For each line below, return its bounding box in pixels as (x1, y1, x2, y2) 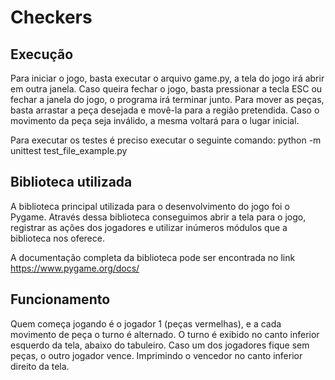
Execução (10, 46, 74, 63)
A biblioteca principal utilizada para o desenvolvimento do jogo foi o (10, 200, 290, 212)
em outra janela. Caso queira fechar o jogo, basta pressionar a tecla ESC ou (10, 83, 323, 95)
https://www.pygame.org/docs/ (10, 262, 140, 274)
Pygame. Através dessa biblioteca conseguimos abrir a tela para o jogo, (10, 211, 307, 223)
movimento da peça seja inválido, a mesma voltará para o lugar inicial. (10, 115, 300, 126)
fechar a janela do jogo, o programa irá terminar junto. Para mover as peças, (10, 94, 325, 105)
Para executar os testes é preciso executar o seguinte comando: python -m (10, 134, 322, 146)
